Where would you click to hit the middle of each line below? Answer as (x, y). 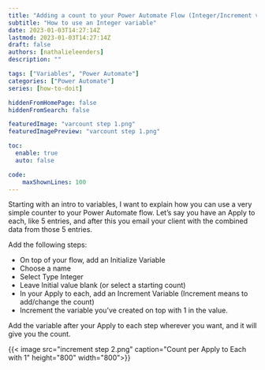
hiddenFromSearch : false (49, 110)
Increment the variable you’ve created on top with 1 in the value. (124, 310)
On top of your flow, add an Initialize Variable (92, 260)
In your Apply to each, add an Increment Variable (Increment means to (134, 293)
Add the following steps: (48, 245)
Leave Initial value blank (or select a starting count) (103, 286)
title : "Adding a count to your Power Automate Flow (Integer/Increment (130, 15)
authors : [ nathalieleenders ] (56, 52)
